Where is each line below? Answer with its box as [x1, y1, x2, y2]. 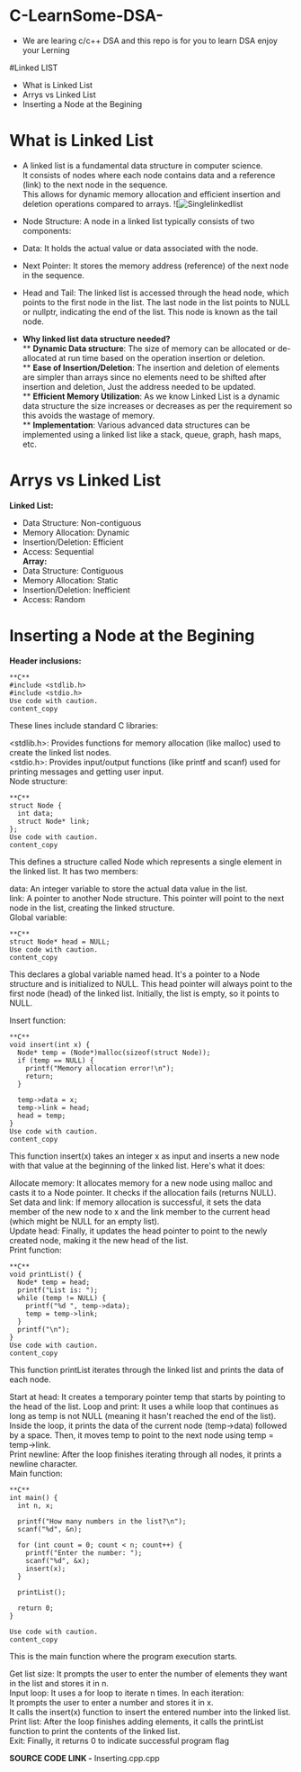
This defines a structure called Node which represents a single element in [9, 856, 282, 867]
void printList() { [9, 1270, 83, 1279]
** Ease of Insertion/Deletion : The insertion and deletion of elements [22, 362, 280, 373]
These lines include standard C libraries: [9, 719, 159, 730]
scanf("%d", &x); [25, 1556, 91, 1565]
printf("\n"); [17, 1324, 70, 1334]
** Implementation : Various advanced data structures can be [22, 420, 251, 430]
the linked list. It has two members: [9, 865, 139, 876]
